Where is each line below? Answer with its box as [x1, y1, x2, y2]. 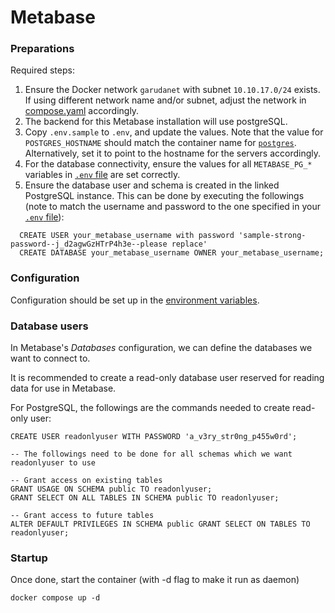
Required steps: [10, 64, 75, 76]
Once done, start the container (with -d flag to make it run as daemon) [10, 574, 300, 586]
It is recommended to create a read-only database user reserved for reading [10, 372, 325, 384]
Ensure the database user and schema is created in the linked [24, 179, 280, 191]
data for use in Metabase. [10, 382, 117, 395]
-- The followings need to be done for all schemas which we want [10, 449, 293, 460]
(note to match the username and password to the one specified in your [24, 201, 321, 213]
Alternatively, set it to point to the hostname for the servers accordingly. [24, 147, 322, 160]
